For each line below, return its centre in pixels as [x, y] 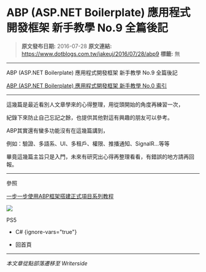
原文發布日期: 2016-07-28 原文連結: [67, 46]
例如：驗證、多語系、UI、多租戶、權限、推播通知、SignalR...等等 [88, 143]
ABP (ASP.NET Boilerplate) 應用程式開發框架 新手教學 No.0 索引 [87, 85]
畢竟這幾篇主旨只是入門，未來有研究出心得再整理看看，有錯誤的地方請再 [97, 157]
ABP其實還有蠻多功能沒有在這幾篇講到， [57, 130]
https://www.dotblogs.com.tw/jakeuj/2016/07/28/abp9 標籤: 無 [101, 53]
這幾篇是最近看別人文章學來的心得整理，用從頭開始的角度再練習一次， [95, 104]
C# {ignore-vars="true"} [46, 231]
